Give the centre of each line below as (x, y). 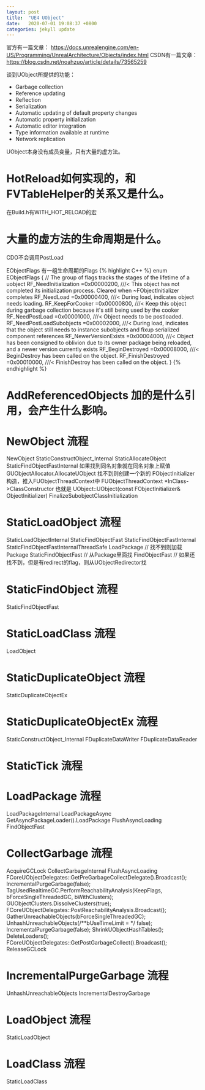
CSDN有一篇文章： (173, 55)
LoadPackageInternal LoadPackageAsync (59, 814)
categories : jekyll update (41, 29)
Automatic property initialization (55, 120)
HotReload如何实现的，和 (71, 179)
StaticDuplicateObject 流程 (76, 678)
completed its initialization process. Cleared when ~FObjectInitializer (93, 291)
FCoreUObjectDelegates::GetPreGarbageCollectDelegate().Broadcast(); (97, 877)
